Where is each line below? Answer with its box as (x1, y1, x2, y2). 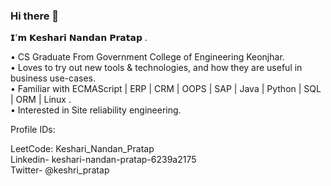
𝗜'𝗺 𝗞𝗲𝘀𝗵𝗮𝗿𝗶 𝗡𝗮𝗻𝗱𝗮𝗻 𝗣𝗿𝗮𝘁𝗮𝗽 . (10, 32, 148, 44)
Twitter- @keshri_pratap (10, 164, 110, 176)
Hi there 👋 (10, 9, 60, 23)
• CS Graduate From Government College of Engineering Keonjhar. (10, 51, 285, 63)
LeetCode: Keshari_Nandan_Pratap (10, 143, 155, 155)
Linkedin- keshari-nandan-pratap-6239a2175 (10, 154, 197, 166)
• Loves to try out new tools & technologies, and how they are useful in (10, 62, 303, 74)
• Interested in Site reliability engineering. (10, 104, 182, 116)
